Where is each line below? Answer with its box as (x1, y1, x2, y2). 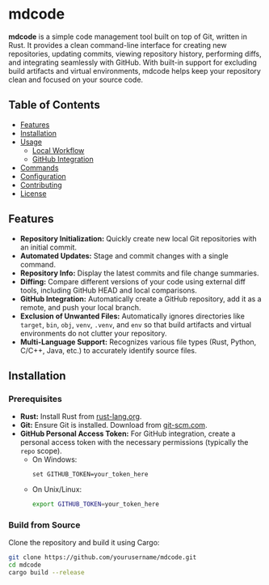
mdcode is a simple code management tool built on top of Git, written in (8, 32, 248, 41)
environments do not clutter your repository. (19, 328, 167, 338)
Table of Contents (8, 98, 101, 112)
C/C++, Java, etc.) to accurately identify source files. (19, 345, 197, 355)
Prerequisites (8, 393, 62, 404)
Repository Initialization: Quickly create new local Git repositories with (19, 233, 257, 243)
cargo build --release (8, 569, 85, 577)
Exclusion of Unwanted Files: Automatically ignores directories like (19, 311, 245, 321)
